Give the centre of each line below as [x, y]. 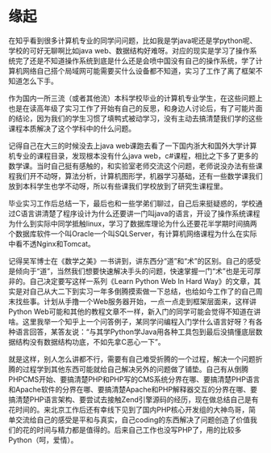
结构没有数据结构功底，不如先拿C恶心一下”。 [90, 341]
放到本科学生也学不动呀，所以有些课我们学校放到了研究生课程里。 [118, 186]
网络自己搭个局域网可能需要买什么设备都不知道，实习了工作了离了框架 [139, 70]
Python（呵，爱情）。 [43, 440]
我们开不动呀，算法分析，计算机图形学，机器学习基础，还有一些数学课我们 [139, 176]
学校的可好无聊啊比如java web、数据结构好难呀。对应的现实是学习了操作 [129, 50]
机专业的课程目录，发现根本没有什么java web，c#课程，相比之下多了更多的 [133, 155]
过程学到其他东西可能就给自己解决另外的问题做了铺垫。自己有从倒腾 [135, 369]
